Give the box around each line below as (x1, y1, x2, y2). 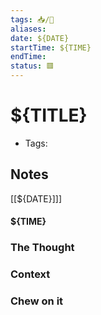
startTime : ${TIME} (10, 42, 92, 53)
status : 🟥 (10, 61, 55, 71)
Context (10, 267, 51, 281)
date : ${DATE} (10, 33, 70, 43)
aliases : (10, 24, 47, 34)
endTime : (10, 52, 47, 62)
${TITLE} (10, 104, 88, 127)
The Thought (10, 241, 75, 255)
